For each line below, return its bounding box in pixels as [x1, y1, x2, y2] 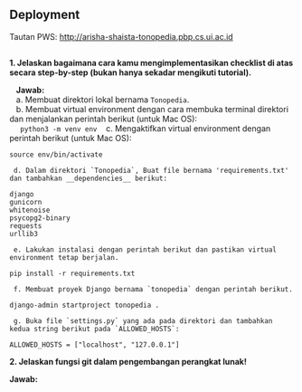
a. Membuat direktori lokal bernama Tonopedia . [15, 94, 190, 105]
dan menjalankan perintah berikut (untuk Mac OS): [9, 113, 197, 125]
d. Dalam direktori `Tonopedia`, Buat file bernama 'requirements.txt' [13, 167, 289, 176]
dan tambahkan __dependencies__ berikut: [9, 174, 168, 184]
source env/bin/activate [9, 150, 103, 159]
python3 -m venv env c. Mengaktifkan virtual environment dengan [19, 123, 271, 134]
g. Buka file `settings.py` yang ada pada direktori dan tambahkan [13, 317, 273, 326]
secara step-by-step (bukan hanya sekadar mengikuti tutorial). [9, 67, 251, 78]
